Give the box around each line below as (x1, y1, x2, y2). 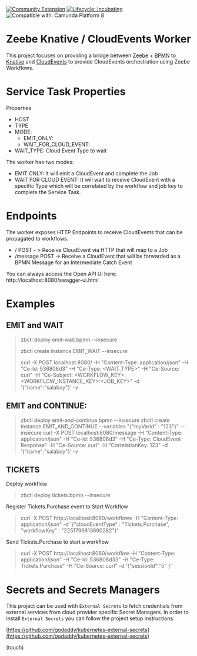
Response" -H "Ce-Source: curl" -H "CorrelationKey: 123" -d (20, 441, 168, 448)
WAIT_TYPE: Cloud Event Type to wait (14, 147, 107, 154)
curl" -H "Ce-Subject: (20, 371, 74, 378)
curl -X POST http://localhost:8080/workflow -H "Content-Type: (20, 550, 176, 557)
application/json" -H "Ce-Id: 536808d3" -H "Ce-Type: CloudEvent (20, 435, 181, 442)
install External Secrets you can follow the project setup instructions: (6, 615, 175, 622)
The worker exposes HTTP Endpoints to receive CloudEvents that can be (6, 228, 183, 235)
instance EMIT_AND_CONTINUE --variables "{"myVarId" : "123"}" (20, 422, 179, 429)
